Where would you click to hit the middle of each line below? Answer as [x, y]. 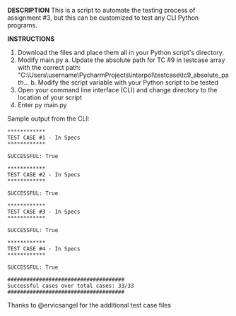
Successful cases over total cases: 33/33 [71, 286]
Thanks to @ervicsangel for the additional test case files [89, 305]
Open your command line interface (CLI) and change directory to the [117, 90]
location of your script [50, 97]
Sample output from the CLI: [48, 119]
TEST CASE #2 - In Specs [44, 175]
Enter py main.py [42, 105]
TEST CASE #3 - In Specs [44, 212]
